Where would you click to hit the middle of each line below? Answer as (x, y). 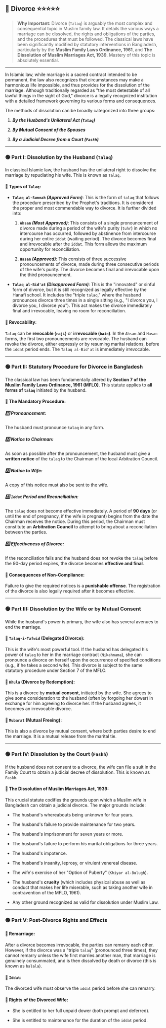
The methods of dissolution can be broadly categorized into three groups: (80, 110)
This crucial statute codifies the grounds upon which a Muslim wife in (76, 800)
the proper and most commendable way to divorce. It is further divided (84, 208)
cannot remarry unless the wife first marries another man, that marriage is (80, 955)
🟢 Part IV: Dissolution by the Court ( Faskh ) (57, 754)
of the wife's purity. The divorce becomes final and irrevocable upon (89, 270)
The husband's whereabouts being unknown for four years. (73, 814)
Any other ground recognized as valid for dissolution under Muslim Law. (85, 902)
